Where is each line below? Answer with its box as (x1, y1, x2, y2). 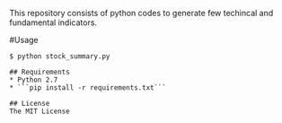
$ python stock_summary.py (9, 52, 110, 61)
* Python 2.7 (9, 75, 58, 84)
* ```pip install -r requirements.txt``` (9, 83, 167, 92)
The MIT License (9, 107, 70, 116)
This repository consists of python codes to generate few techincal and (9, 8, 274, 18)
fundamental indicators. (9, 17, 97, 28)
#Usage (9, 35, 39, 45)
